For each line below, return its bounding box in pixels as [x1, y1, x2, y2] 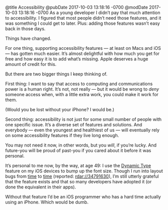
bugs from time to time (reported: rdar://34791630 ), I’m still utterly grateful [5, 173, 159, 179]
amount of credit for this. [5, 61, 57, 67]
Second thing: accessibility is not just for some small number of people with [5, 116, 162, 122]
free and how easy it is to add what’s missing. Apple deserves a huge [5, 56, 148, 62]
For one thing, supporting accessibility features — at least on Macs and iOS [5, 45, 161, 51]
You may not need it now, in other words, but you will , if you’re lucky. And [5, 142, 157, 148]
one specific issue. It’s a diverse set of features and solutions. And [5, 122, 142, 127]
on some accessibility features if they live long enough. [5, 132, 119, 138]
